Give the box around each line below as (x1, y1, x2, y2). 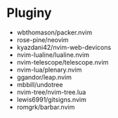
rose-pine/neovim (16, 35, 69, 44)
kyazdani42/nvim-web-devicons (16, 43, 112, 51)
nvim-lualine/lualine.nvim (16, 51, 89, 59)
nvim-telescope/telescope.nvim (16, 58, 109, 66)
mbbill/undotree (16, 80, 63, 88)
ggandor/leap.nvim (16, 72, 72, 81)
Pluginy (6, 5, 52, 21)
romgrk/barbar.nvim (16, 103, 75, 111)
